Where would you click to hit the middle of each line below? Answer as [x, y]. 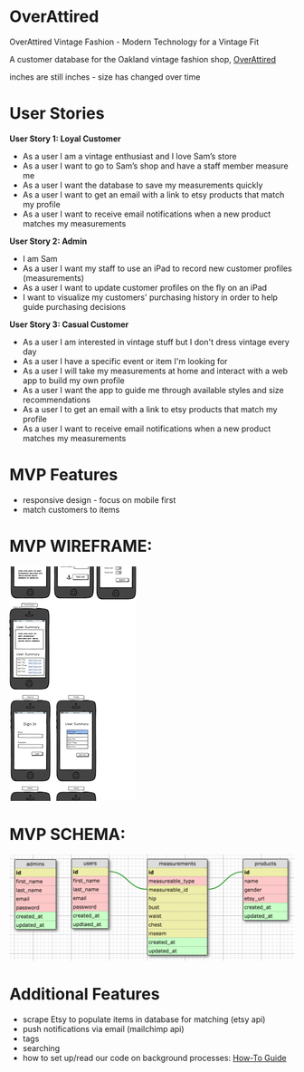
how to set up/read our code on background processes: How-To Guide [154, 1058]
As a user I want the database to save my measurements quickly [142, 185]
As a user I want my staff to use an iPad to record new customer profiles [157, 268]
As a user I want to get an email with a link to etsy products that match [153, 194]
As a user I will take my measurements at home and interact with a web [155, 371]
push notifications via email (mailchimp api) [103, 1029]
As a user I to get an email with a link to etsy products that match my [150, 409]
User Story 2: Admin [48, 241]
